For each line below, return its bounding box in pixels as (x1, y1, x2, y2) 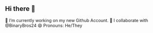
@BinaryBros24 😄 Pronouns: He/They (5, 22, 83, 28)
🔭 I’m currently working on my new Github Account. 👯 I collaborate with (5, 17, 149, 23)
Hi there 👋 (5, 5, 36, 13)
